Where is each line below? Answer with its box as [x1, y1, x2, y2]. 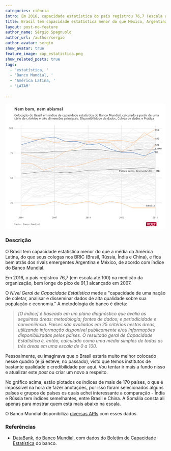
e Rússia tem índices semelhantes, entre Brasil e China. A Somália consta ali [5, 395, 165, 401]
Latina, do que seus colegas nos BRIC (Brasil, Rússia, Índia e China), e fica [5, 254, 161, 260]
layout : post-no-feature [5, 24, 58, 30]
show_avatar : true [5, 46, 44, 51]
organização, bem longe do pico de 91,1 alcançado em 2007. [5, 280, 132, 286]
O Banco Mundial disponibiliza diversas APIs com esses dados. [5, 410, 138, 416]
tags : [5, 62, 17, 67]
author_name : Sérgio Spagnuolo [5, 30, 72, 35]
